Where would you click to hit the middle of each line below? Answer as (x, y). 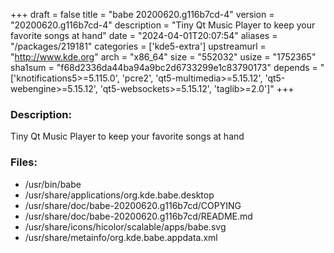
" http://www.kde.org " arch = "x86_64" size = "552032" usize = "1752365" (163, 57)
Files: (24, 162)
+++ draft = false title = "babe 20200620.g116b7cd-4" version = (142, 14)
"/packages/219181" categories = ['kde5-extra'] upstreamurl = (138, 46)
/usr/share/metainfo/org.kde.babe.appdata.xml (121, 237)
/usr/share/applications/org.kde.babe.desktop (119, 195)
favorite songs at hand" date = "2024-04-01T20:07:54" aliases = (144, 35)
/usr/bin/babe (53, 184)
